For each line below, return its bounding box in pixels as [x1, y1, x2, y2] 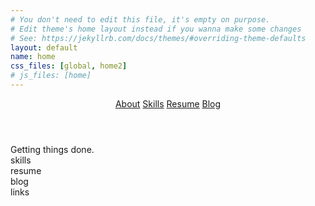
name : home [10, 52, 56, 62]
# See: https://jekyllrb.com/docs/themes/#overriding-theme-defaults [10, 33, 307, 43]
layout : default [10, 42, 78, 53]
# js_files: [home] [10, 71, 92, 81]
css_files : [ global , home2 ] [10, 61, 128, 71]
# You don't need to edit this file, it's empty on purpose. [10, 14, 271, 25]
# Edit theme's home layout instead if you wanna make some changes [10, 24, 302, 34]
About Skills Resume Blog [114, 97, 222, 110]
